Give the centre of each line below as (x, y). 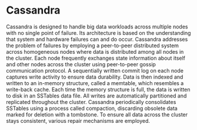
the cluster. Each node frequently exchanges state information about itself (96, 58)
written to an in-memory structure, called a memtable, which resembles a (95, 83)
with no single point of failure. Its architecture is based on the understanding (98, 32)
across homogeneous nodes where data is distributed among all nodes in (95, 51)
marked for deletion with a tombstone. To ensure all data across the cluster (97, 114)
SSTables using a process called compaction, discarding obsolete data (92, 108)
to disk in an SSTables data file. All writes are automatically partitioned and (96, 96)
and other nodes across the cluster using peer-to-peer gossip (81, 64)
